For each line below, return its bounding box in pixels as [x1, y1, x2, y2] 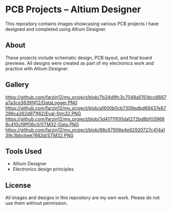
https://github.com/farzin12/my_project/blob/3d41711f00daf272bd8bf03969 [5, 116, 165, 122]
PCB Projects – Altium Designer [5, 4, 141, 15]
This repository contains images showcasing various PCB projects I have [5, 21, 159, 27]
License [5, 181, 31, 189]
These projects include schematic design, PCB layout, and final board [5, 54, 152, 61]
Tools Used [5, 147, 42, 156]
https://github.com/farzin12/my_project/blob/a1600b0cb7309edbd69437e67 [5, 105, 166, 111]
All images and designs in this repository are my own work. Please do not [5, 195, 160, 201]
